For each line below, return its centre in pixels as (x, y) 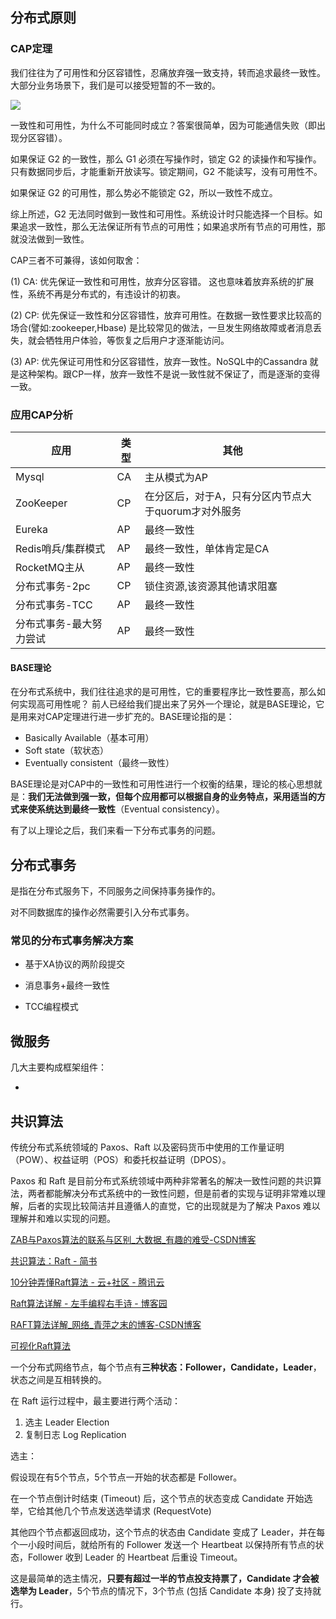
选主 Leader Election (67, 1422)
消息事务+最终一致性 (67, 985)
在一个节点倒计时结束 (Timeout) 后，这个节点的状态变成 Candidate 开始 (157, 1498)
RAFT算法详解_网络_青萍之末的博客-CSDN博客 (106, 1324)
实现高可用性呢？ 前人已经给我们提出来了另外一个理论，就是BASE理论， (167, 704)
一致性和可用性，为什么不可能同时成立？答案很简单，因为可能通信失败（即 (163, 125)
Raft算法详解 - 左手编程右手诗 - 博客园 (89, 1303)
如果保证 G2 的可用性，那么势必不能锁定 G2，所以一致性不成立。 (144, 192)
